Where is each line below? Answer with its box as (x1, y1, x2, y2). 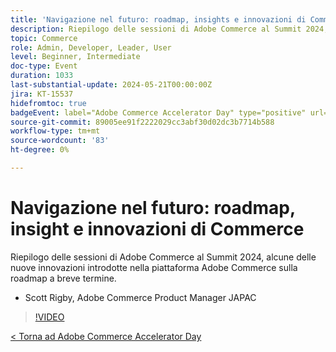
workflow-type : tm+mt (10, 126, 101, 136)
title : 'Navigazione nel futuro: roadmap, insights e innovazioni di (10, 14, 307, 25)
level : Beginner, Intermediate (10, 52, 141, 62)
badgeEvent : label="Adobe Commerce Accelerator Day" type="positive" (10, 107, 307, 118)
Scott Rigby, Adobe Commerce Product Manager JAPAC (24, 291, 257, 303)
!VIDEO (34, 311, 65, 323)
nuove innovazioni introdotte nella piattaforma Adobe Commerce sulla (10, 261, 298, 273)
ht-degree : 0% (10, 145, 70, 155)
